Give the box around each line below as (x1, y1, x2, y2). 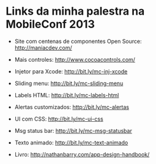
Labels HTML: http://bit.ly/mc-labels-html (14, 91, 119, 99)
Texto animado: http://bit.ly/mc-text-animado (14, 139, 128, 146)
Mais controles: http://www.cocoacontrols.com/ (14, 56, 136, 63)
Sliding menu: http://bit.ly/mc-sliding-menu (14, 80, 124, 87)
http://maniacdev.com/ (14, 44, 73, 51)
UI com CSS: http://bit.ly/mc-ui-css (14, 115, 103, 122)
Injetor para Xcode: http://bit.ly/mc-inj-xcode (14, 67, 128, 75)
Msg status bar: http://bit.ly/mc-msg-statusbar (14, 127, 132, 134)
